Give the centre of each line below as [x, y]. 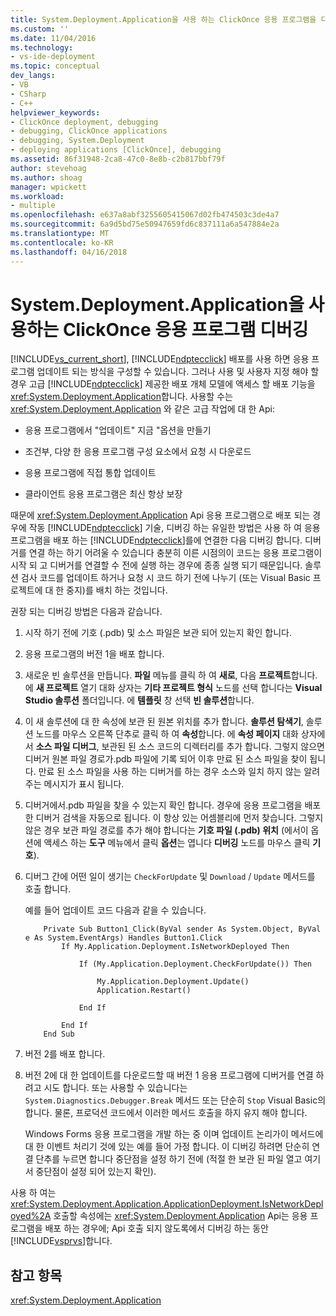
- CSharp [28, 94]
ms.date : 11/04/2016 [53, 38]
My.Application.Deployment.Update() [173, 982]
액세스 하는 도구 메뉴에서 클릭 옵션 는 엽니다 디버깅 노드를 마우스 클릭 [177, 843]
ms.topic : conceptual [55, 66]
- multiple [33, 206]
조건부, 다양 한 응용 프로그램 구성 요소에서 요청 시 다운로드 [138, 452]
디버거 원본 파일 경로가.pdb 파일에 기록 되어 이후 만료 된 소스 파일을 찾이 [166, 759]
